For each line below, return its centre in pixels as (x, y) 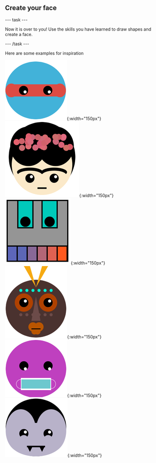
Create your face (31, 8)
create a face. (19, 34)
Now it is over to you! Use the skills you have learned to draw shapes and (78, 29)
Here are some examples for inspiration (44, 53)
